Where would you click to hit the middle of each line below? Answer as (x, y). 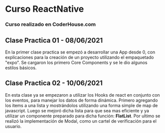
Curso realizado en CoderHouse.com (50, 25)
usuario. (14, 126)
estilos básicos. (21, 68)
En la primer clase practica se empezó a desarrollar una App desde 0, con (80, 52)
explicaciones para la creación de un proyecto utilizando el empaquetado (80, 57)
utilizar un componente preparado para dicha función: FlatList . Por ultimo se (83, 116)
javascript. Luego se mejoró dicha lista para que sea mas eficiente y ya (77, 110)
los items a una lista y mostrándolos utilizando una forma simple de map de (82, 105)
